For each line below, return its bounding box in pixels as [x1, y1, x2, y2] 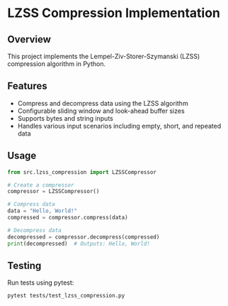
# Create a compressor [7, 181, 74, 189]
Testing [7, 259, 42, 271]
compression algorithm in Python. [7, 60, 106, 68]
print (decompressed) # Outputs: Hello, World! [7, 240, 151, 247]
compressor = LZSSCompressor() [7, 188, 100, 195]
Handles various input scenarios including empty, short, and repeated [17, 121, 222, 130]
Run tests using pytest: [7, 278, 74, 287]
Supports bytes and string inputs [17, 114, 113, 122]
